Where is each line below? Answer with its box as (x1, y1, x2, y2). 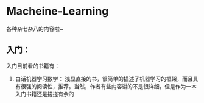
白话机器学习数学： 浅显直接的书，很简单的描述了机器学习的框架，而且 (15, 75, 193, 82)
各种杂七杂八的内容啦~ (6, 25, 64, 32)
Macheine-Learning (6, 4, 109, 18)
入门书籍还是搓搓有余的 (15, 90, 74, 98)
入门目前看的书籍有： (6, 62, 60, 69)
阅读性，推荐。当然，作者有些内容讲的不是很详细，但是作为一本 (36, 82, 197, 90)
